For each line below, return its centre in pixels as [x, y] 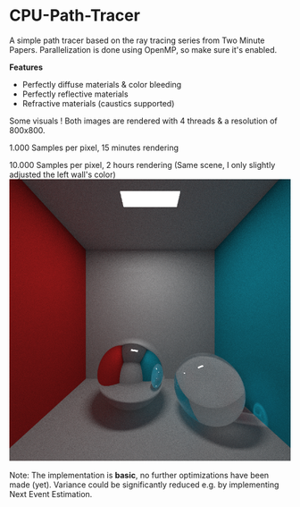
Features [26, 67]
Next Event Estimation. [51, 494]
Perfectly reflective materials [75, 94]
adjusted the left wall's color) [62, 174]
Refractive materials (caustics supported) [98, 103]
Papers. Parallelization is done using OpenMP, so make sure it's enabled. [143, 49]
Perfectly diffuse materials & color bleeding [102, 84]
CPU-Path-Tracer [75, 16]
